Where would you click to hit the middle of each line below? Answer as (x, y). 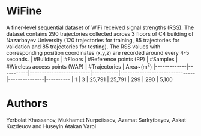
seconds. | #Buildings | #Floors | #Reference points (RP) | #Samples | (92, 59)
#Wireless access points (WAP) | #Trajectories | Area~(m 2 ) (79, 66)
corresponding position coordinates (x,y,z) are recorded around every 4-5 (98, 52)
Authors (27, 103)
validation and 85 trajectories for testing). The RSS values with (83, 47)
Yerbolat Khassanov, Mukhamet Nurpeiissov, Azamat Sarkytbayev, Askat (96, 120)
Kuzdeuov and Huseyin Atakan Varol (51, 126)
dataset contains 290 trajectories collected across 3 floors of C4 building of (100, 33)
